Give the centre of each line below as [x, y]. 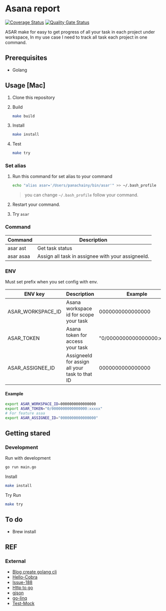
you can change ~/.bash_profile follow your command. [82, 195]
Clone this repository [34, 97]
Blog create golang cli [34, 572]
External [16, 561]
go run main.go [21, 467]
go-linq [20, 598]
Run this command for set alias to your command [62, 177]
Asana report [33, 9]
